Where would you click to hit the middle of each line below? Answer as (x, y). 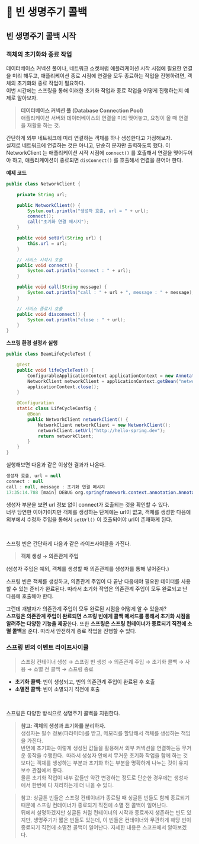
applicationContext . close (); (63, 387)
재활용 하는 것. (44, 125)
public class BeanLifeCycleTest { (49, 354)
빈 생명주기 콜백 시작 (41, 36)
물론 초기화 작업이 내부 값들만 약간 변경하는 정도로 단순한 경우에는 (97, 778)
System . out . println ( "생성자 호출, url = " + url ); (88, 211)
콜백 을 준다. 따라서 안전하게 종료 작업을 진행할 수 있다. (75, 631)
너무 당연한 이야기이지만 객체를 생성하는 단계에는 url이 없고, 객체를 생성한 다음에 (99, 512)
